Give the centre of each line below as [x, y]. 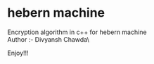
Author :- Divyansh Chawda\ [49, 39]
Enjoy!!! [18, 53]
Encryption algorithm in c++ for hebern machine [77, 32]
